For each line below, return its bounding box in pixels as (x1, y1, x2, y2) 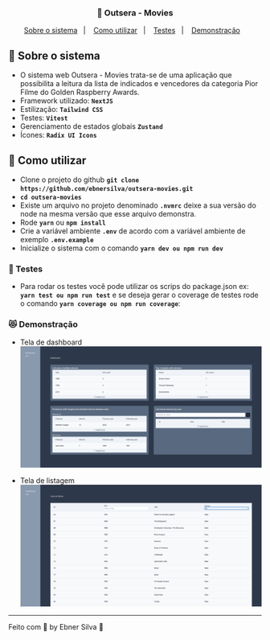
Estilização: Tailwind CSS (19, 105, 104, 114)
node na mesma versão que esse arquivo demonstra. (19, 209, 197, 218)
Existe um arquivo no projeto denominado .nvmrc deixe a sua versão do (19, 200, 257, 210)
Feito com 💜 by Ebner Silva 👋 (8, 621, 104, 631)
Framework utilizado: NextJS (19, 96, 114, 105)
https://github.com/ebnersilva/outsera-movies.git (19, 184, 194, 192)
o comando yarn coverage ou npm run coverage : (19, 299, 181, 308)
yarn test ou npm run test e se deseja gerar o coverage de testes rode (19, 290, 259, 300)
